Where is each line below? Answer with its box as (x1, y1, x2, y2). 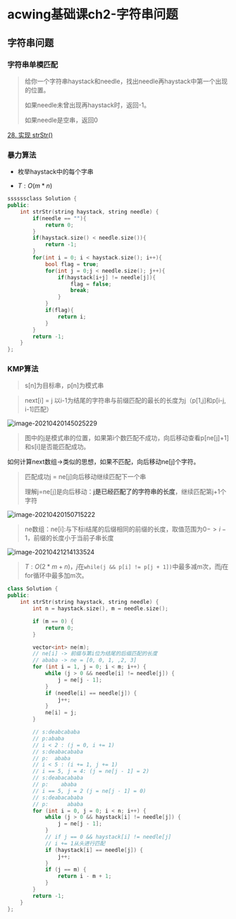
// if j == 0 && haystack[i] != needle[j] (44, 834, 172, 841)
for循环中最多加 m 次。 (24, 571, 88, 580)
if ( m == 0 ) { (32, 618, 74, 625)
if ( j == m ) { (44, 866, 87, 873)
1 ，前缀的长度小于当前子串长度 (24, 534, 114, 542)
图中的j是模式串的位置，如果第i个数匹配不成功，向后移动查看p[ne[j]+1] (24, 434, 229, 442)
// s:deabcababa (32, 729, 80, 736)
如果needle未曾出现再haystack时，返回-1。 (24, 100, 151, 109)
